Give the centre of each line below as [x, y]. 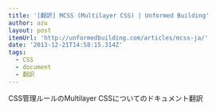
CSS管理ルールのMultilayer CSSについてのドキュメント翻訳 [106, 98]
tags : [17, 52]
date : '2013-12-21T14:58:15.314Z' [66, 45]
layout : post [30, 30]
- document [33, 67]
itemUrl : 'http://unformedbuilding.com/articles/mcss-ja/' [108, 38]
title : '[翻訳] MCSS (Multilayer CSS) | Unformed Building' [109, 15]
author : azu [28, 23]
